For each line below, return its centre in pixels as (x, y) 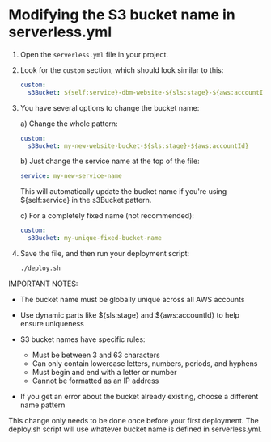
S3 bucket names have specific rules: (83, 339)
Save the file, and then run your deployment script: (105, 254)
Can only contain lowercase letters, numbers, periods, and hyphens (145, 363)
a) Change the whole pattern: (69, 124)
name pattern (42, 405)
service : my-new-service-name (71, 176)
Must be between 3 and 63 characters (96, 355)
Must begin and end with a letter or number (104, 372)
